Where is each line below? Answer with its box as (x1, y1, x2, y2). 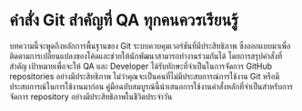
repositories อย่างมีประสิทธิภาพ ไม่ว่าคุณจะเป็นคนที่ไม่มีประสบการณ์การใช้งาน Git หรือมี (9, 70, 280, 81)
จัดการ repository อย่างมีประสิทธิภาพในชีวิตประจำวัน (9, 91, 173, 102)
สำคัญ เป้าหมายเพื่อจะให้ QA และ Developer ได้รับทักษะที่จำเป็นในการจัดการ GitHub (9, 60, 273, 71)
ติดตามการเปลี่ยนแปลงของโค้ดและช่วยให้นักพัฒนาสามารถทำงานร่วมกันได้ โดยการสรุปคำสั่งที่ (9, 51, 283, 61)
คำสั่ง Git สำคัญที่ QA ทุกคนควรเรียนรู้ (9, 10, 239, 31)
